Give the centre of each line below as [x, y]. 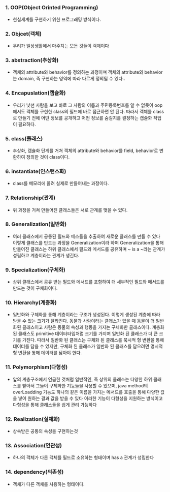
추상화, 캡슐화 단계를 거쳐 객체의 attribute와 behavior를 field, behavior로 [85, 150]
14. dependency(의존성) [35, 472]
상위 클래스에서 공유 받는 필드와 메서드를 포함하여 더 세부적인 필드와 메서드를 [89, 282]
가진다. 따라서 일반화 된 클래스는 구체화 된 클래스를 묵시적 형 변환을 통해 [93, 340]
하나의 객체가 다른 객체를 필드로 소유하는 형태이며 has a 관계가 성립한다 [83, 457]
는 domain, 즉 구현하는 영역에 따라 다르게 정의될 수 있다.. [69, 79]
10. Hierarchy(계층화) [31, 303]
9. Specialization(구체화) [36, 270]
